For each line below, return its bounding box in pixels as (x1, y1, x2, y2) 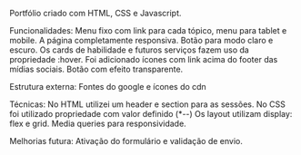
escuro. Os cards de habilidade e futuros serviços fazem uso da (9, 44, 250, 55)
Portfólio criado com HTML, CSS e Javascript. (9, 8, 182, 18)
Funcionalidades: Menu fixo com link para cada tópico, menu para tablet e (9, 25, 287, 35)
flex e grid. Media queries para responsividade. (9, 118, 186, 129)
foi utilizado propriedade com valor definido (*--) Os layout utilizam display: (9, 109, 293, 119)
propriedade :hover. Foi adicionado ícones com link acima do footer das (9, 54, 278, 64)
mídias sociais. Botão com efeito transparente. (9, 63, 184, 74)
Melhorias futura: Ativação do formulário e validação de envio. (9, 136, 243, 146)
